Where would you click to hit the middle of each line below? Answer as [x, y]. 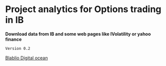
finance [13, 39]
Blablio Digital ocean [27, 58]
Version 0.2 [18, 48]
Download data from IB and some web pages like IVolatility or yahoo [78, 34]
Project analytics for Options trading [84, 9]
